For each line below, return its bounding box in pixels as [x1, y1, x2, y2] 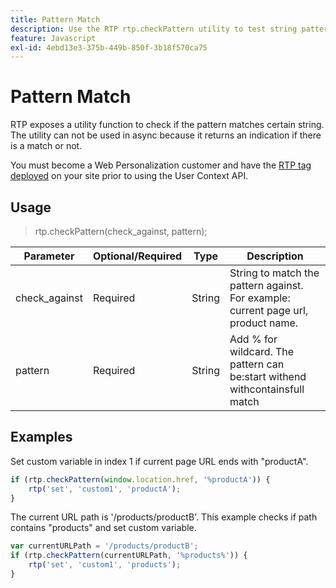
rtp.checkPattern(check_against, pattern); [34, 226, 208, 237]
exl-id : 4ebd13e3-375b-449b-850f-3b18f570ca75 [10, 42, 208, 53]
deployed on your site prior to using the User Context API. [10, 170, 249, 182]
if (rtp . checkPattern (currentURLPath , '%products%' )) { [10, 551, 248, 561]
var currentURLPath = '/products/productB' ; [10, 541, 199, 551]
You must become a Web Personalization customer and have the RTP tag [10, 159, 312, 171]
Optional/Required [92, 249, 183, 263]
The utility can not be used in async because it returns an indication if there [10, 129, 322, 141]
